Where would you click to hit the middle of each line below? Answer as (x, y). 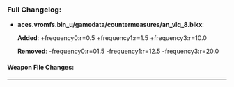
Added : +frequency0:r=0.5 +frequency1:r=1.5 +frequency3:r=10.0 (112, 38)
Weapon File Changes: (41, 67)
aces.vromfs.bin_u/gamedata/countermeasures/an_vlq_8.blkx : (110, 25)
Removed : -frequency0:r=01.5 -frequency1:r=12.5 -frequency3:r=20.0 (118, 51)
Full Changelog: (34, 10)
